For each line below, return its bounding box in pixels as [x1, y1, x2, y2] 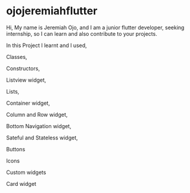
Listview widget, [6, 76, 46, 83]
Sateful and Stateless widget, [6, 134, 79, 141]
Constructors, [6, 64, 40, 72]
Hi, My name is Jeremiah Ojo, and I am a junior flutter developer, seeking [6, 24, 185, 31]
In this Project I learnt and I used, [6, 42, 88, 49]
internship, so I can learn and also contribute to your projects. [6, 30, 158, 37]
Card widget [6, 180, 37, 187]
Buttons [6, 145, 26, 152]
